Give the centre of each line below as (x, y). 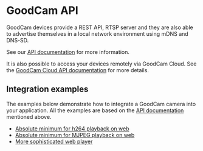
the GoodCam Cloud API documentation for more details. (77, 70)
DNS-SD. (18, 40)
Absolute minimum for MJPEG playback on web (75, 135)
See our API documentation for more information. (68, 52)
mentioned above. (29, 116)
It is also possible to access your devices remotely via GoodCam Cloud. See (101, 64)
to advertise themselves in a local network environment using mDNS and (97, 33)
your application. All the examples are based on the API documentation (95, 110)
